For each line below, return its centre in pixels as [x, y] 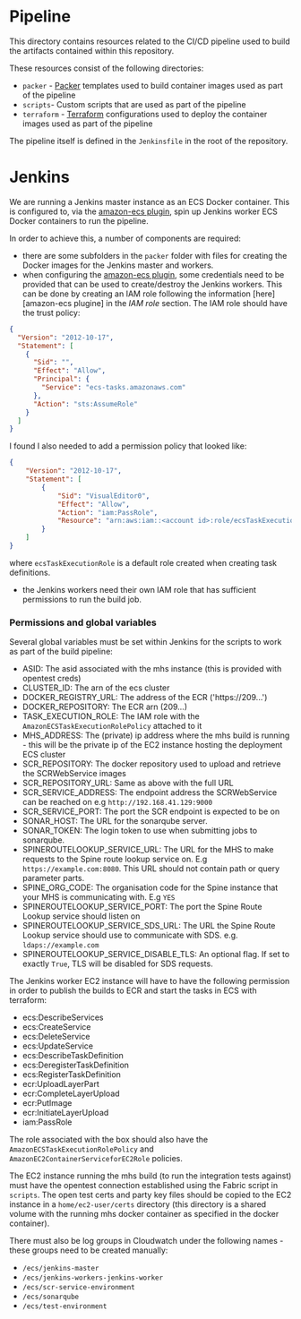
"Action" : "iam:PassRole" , [107, 512]
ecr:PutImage [47, 1103]
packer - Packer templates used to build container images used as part [153, 85]
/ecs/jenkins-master [60, 1269]
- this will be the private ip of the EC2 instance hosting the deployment [152, 745]
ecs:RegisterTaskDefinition [71, 1075]
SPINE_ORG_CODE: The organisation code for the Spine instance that [150, 887]
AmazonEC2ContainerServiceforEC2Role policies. [96, 1159]
